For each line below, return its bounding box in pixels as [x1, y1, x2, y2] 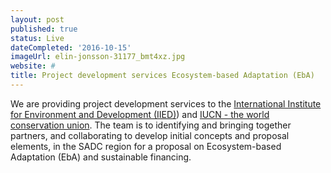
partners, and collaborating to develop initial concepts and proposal [10, 129, 290, 141]
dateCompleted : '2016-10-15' [10, 42, 132, 53]
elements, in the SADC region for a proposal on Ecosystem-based [10, 140, 282, 152]
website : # [10, 61, 56, 71]
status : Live [10, 33, 65, 43]
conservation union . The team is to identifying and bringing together [10, 119, 292, 131]
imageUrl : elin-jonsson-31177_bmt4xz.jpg [10, 52, 186, 62]
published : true [10, 24, 78, 34]
